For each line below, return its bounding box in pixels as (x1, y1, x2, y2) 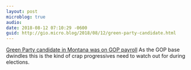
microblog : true (6, 14, 46, 20)
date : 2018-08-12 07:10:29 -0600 (6, 24, 88, 31)
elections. (6, 59, 30, 66)
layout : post (6, 8, 38, 15)
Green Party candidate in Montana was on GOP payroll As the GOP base (6, 46, 180, 53)
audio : (6, 19, 22, 25)
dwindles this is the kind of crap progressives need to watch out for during (6, 52, 186, 60)
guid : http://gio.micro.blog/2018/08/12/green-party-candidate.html (6, 30, 176, 36)
